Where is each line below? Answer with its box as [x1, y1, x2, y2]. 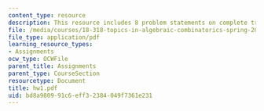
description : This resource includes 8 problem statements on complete [8, 19, 247, 27]
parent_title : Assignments [8, 63, 97, 70]
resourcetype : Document [8, 77, 86, 84]
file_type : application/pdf [8, 33, 101, 41]
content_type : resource [8, 11, 86, 20]
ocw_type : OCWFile [8, 55, 68, 63]
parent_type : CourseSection [8, 70, 101, 77]
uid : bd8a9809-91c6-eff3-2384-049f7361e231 [8, 91, 153, 99]
